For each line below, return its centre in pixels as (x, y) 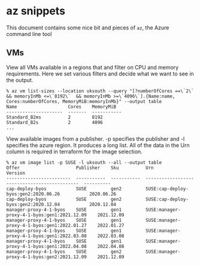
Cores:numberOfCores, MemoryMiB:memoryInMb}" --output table (84, 101)
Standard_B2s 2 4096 (54, 122)
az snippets (36, 11)
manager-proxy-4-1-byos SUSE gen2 (64, 252)
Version (16, 173)
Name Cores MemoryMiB (61, 107)
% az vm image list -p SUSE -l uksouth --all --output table (84, 162)
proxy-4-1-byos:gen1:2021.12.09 (46, 215)
